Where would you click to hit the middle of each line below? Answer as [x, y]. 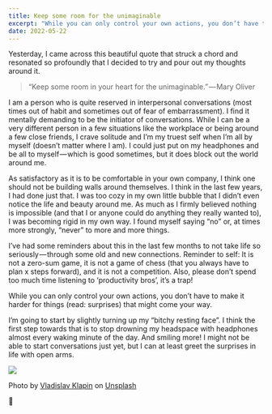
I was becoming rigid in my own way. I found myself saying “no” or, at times [134, 222]
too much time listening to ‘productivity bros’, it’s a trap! [101, 280]
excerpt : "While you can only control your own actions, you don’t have [134, 23]
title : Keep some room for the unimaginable [85, 16]
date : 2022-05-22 [38, 31]
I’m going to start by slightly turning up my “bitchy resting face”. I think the [132, 320]
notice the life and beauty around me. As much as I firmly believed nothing [133, 204]
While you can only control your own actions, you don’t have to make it [126, 296]
